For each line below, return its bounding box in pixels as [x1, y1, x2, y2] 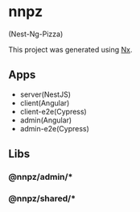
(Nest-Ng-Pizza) [8, 29, 64, 39]
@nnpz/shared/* [8, 193, 76, 204]
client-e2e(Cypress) [19, 106, 87, 116]
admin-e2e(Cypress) [19, 123, 90, 133]
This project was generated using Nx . [8, 44, 133, 54]
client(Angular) [19, 98, 70, 107]
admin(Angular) [19, 115, 72, 125]
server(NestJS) [19, 89, 71, 99]
